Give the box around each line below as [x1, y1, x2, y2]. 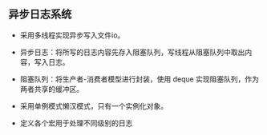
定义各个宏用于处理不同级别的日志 [19, 118, 133, 128]
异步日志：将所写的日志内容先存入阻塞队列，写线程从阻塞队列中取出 [19, 47, 245, 57]
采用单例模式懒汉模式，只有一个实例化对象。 [19, 101, 168, 110]
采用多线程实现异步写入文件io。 [19, 30, 125, 40]
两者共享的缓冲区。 [19, 84, 84, 93]
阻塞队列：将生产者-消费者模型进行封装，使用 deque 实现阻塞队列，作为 [19, 74, 259, 84]
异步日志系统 [8, 7, 72, 22]
